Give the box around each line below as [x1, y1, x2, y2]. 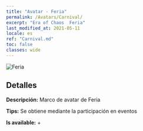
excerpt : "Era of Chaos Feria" [6, 19, 85, 25]
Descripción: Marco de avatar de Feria [6, 96, 101, 103]
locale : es [6, 31, 33, 37]
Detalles [6, 80, 37, 90]
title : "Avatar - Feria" [6, 8, 67, 15]
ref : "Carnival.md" [6, 36, 54, 42]
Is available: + [6, 119, 41, 126]
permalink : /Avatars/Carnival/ [6, 14, 83, 20]
